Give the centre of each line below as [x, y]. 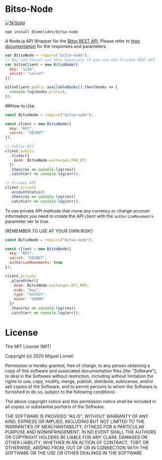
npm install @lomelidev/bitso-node [42, 32]
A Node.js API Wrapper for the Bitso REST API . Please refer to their [73, 41]
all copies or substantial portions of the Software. [55, 407]
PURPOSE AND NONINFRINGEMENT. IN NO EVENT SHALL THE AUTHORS [81, 432]
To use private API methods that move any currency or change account [78, 210]
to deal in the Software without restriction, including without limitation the [79, 376]
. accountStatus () [27, 192]
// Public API [20, 147]
